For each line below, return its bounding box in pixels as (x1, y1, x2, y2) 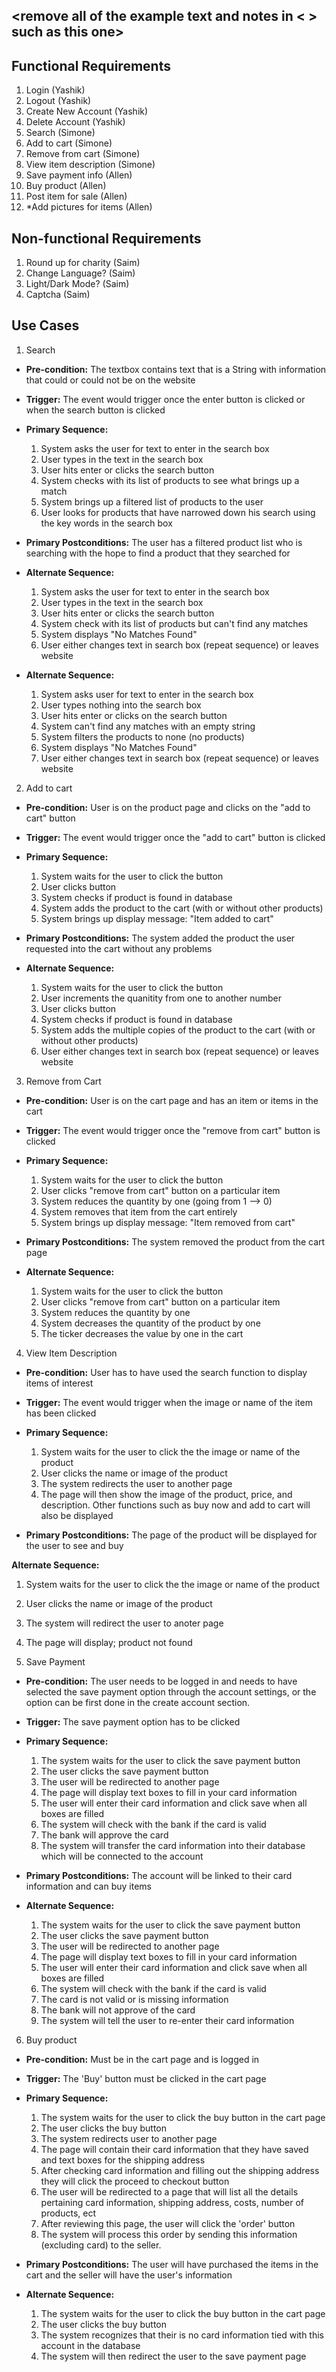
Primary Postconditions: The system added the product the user (25, 932, 296, 944)
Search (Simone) (25, 127, 96, 139)
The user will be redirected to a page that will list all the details (40, 2185, 299, 2198)
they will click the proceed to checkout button (40, 2175, 230, 2187)
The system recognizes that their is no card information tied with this (40, 2329, 324, 2341)
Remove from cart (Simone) (25, 148, 141, 160)
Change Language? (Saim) (25, 267, 136, 279)
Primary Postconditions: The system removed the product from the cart (25, 1235, 326, 1248)
